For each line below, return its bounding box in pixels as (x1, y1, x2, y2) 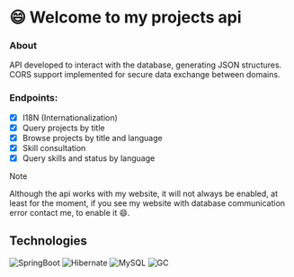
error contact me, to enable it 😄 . (9, 208, 130, 219)
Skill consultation (22, 142, 86, 153)
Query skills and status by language (22, 153, 156, 164)
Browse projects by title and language (22, 132, 164, 143)
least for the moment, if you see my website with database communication (9, 198, 286, 209)
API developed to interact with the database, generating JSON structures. (9, 59, 282, 70)
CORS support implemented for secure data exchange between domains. (9, 69, 281, 80)
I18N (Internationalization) (22, 112, 119, 123)
